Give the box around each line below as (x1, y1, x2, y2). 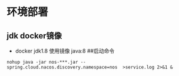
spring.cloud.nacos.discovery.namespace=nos (6, 64, 118, 70)
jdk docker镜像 (6, 31, 62, 41)
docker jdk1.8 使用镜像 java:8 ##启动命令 (15, 48, 115, 54)
